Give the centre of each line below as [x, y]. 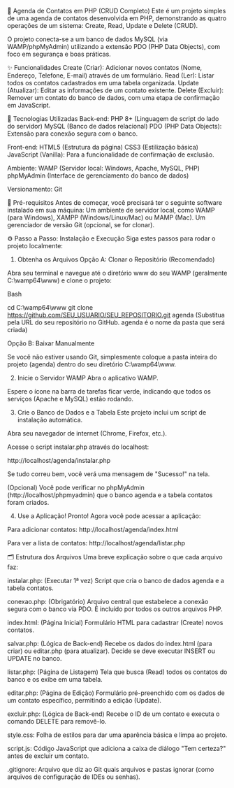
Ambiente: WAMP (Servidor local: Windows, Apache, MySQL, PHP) [104, 168]
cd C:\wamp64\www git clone [50, 307]
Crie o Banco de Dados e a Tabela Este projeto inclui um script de [112, 412]
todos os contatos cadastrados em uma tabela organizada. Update [103, 83]
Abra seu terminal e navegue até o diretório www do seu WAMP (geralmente [117, 273]
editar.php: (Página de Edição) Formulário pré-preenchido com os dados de [116, 693]
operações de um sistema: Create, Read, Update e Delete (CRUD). [103, 26]
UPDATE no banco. [35, 658]
